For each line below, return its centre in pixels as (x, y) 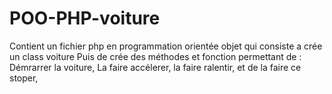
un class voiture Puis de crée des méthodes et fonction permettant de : (155, 56)
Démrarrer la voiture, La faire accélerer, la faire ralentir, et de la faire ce (155, 67)
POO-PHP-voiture (85, 18)
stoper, (24, 78)
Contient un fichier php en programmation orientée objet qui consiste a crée (166, 46)
